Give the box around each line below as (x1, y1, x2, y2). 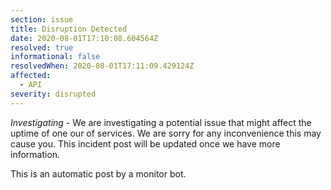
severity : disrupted (10, 89, 97, 99)
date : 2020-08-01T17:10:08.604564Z (10, 33, 159, 43)
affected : (10, 71, 52, 81)
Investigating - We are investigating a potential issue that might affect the (10, 116, 312, 128)
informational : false (10, 52, 101, 62)
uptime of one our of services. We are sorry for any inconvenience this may (10, 127, 322, 139)
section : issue (10, 14, 74, 25)
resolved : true (10, 42, 74, 53)
